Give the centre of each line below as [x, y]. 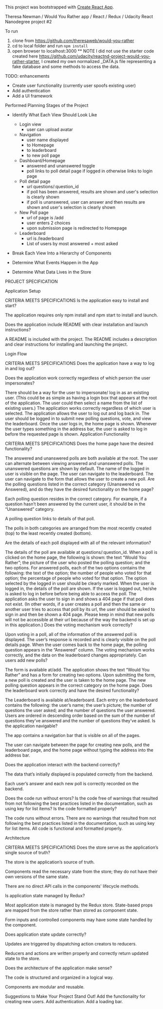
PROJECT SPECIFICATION [32, 281]
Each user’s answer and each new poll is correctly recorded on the [72, 784]
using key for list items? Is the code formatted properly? [61, 809]
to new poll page [43, 155]
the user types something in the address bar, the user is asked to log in [76, 429]
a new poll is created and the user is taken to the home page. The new [75, 680]
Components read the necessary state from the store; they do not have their [81, 872]
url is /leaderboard [45, 238]
